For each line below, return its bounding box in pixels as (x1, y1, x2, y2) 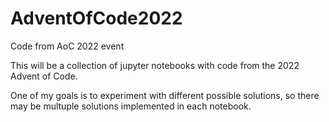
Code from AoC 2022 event (10, 40, 125, 52)
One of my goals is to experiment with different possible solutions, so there (10, 89, 320, 101)
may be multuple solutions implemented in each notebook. (10, 100, 252, 112)
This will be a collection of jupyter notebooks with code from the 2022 (10, 59, 300, 71)
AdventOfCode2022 (10, 7, 183, 30)
